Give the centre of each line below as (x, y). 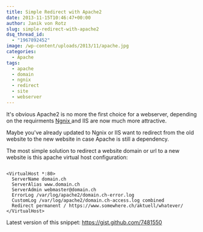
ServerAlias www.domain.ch (46, 184)
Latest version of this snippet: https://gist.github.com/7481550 (84, 222)
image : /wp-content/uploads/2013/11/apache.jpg (68, 46)
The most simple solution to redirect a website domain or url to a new (93, 150)
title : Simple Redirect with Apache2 (54, 12)
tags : (13, 63)
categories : (21, 52)
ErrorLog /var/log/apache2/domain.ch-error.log (73, 195)
